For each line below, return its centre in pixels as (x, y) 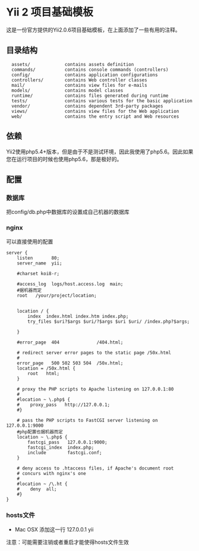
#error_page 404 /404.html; (70, 342)
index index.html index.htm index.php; (78, 316)
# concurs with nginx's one (51, 473)
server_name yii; (40, 263)
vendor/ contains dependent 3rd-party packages (87, 106)
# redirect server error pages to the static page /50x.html (94, 352)
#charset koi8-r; (38, 273)
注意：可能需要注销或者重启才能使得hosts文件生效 (67, 542)
